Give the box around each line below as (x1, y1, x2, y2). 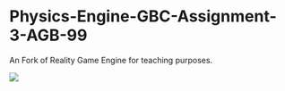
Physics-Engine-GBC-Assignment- (9, 6, 278, 27)
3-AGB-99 (9, 25, 88, 45)
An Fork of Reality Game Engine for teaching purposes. (9, 54, 213, 65)
